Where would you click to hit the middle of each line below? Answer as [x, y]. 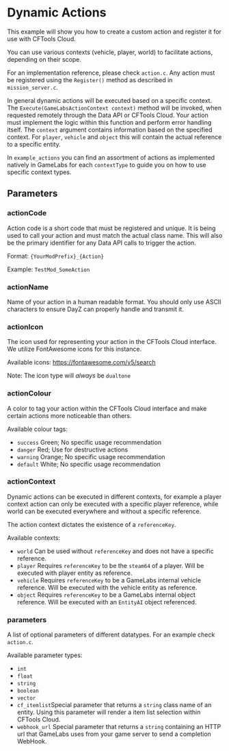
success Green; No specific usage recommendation [89, 442]
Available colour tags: [38, 429]
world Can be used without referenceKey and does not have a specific [115, 551]
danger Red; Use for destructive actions [72, 450]
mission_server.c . [32, 87]
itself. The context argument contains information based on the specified [110, 130]
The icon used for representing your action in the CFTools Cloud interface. [112, 342]
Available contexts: [33, 538]
